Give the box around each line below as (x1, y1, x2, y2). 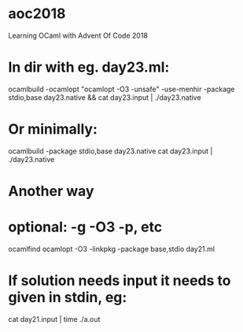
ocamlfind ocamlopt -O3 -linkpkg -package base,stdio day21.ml (8, 244, 215, 253)
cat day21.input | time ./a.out (8, 314, 101, 323)
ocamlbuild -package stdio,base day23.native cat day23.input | (8, 146, 213, 156)
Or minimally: (8, 120, 98, 138)
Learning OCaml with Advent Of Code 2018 (8, 31, 148, 40)
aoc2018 (8, 5, 66, 23)
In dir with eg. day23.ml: (8, 58, 170, 76)
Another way (8, 183, 94, 200)
